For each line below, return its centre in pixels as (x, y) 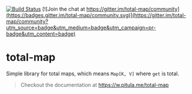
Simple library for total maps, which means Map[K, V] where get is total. (93, 74)
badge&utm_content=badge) (41, 34)
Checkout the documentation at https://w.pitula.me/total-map (95, 85)
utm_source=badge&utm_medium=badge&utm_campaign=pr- (81, 27)
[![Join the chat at (63, 9)
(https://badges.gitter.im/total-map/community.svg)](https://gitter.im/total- (96, 15)
